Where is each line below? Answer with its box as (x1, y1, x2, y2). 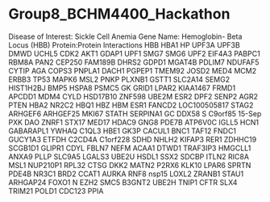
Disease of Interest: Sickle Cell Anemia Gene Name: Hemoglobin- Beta (8, 32, 243, 41)
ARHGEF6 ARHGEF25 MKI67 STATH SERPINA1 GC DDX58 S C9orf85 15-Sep (8, 108, 262, 118)
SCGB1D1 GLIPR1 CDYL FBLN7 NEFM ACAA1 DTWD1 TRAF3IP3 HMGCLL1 (8, 143, 251, 153)
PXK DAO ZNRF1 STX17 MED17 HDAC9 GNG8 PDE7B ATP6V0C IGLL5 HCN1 (8, 117, 260, 127)
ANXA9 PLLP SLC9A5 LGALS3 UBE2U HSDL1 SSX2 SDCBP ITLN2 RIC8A (8, 151, 250, 162)
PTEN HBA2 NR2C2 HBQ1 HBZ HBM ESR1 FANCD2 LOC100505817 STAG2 (8, 100, 254, 110)
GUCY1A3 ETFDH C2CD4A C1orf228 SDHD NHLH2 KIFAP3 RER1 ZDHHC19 (8, 134, 257, 144)
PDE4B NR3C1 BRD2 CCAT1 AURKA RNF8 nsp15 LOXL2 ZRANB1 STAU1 (8, 169, 244, 179)
